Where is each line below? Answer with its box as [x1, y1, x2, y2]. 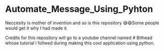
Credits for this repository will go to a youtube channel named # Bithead [5, 35, 153, 41]
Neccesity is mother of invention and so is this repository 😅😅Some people [5, 20, 160, 26]
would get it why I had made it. [5, 25, 68, 31]
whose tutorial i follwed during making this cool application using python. [5, 40, 155, 46]
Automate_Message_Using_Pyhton [5, 3, 153, 15]
